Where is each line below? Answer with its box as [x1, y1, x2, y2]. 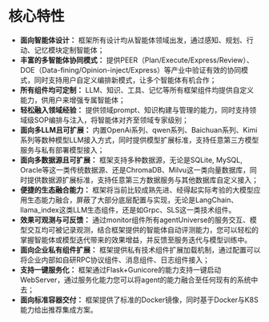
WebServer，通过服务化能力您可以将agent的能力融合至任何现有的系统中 [19, 275, 259, 284]
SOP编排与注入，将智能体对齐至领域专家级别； [34, 115, 190, 125]
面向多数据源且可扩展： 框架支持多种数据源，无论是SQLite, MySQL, [19, 155, 243, 165]
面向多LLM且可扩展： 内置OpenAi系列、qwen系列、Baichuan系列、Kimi [19, 125, 258, 134]
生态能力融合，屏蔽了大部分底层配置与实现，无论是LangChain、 [26, 195, 239, 205]
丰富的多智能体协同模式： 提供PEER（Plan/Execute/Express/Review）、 [19, 55, 254, 65]
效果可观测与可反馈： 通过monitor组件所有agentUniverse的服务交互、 [19, 215, 251, 225]
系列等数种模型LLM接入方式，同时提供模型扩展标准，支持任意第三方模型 [19, 135, 259, 145]
